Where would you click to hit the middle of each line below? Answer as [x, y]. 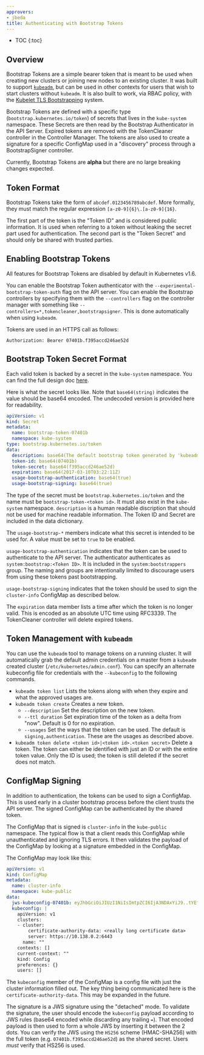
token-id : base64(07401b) [45, 461]
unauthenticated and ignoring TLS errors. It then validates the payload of [97, 840]
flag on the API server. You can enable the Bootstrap [127, 291]
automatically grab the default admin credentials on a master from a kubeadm [101, 660]
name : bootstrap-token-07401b [50, 433]
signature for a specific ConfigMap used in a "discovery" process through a [101, 144]
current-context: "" [43, 954]
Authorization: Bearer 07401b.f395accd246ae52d [68, 341]
